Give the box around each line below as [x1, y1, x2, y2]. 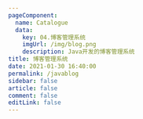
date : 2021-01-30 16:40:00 [8, 63, 97, 70]
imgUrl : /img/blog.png [22, 41, 97, 49]
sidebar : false [8, 77, 58, 85]
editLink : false [8, 99, 61, 106]
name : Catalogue [15, 19, 68, 27]
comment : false [8, 92, 58, 99]
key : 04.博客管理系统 [22, 33, 86, 41]
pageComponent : [8, 11, 58, 20]
